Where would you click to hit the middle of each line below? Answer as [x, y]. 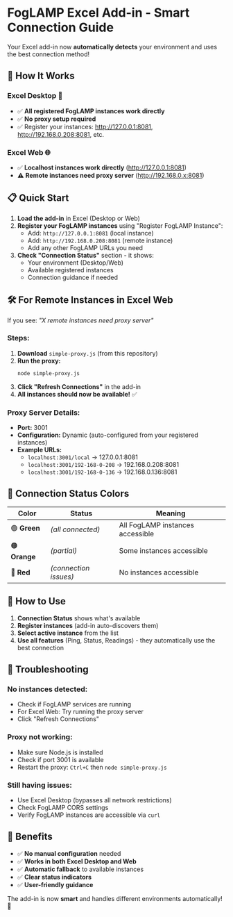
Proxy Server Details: [44, 413]
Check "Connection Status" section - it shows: [85, 255]
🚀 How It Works [41, 76]
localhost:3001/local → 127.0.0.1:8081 [83, 457]
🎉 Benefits [30, 837]
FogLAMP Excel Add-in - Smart [98, 13]
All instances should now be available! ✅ [77, 394]
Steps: [18, 338]
